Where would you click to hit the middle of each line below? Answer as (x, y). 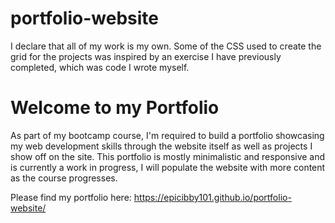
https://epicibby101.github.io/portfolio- (212, 197)
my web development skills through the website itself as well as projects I (161, 146)
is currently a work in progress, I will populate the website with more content (168, 167)
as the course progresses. (64, 178)
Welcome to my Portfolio (115, 108)
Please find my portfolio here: (71, 197)
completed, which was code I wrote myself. (100, 67)
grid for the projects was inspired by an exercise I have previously (146, 56)
